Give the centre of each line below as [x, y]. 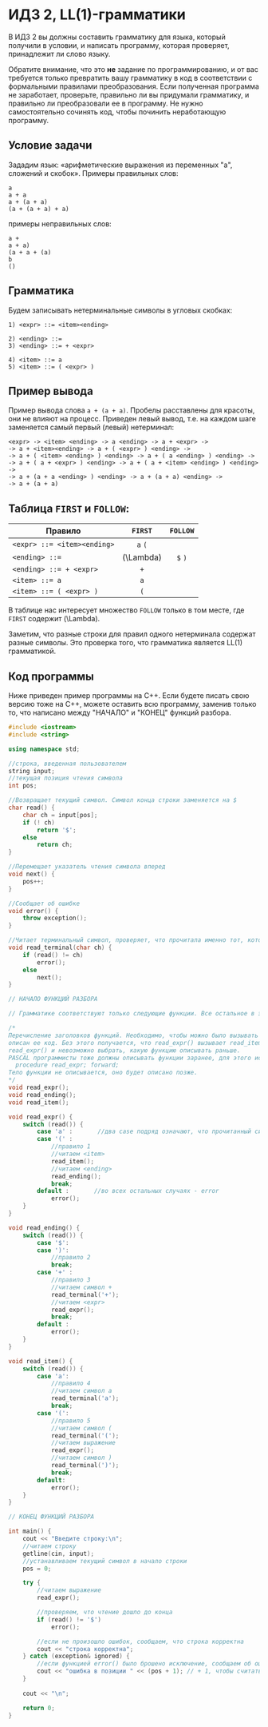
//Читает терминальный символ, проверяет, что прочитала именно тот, [126, 940]
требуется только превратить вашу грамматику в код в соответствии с [130, 78]
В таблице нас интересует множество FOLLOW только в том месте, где [126, 610]
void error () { [33, 911]
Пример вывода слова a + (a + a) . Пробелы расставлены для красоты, [132, 410]
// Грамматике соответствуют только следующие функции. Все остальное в [132, 1014]
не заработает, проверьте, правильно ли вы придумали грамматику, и [129, 94]
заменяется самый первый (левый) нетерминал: [91, 427]
